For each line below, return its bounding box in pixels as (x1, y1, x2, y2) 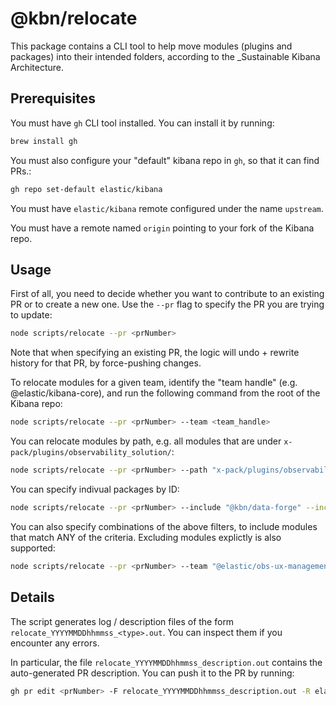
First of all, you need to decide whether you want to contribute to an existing (10, 288, 325, 300)
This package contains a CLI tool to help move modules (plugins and (10, 40, 293, 52)
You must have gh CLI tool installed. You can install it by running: (10, 117, 275, 129)
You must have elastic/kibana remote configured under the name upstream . (10, 202, 324, 214)
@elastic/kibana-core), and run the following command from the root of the (10, 387, 321, 399)
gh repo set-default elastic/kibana (10, 184, 163, 194)
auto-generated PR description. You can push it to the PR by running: (10, 667, 295, 679)
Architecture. (10, 61, 65, 73)
